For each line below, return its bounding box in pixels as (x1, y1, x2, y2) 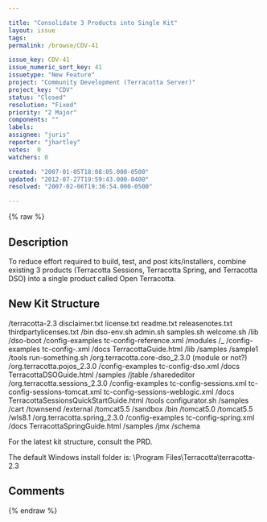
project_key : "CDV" (8, 85, 74, 93)
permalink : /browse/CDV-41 (8, 41, 99, 49)
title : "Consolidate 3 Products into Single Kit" (8, 19, 179, 27)
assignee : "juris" (8, 130, 70, 139)
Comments (8, 484, 65, 498)
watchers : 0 (8, 153, 48, 161)
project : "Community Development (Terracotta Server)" (8, 78, 196, 86)
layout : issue (8, 26, 56, 35)
